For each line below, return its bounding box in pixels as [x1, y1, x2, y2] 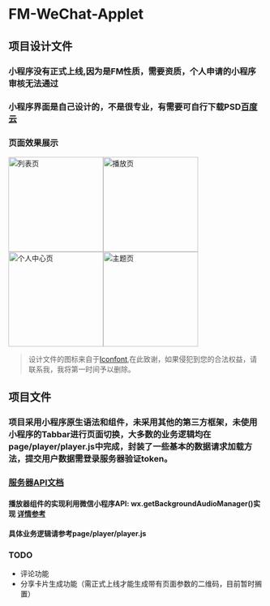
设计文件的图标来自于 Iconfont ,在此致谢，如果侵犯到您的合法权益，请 [28, 354, 258, 363]
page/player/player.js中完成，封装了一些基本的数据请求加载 [8, 441, 245, 453]
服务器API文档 [8, 476, 65, 488]
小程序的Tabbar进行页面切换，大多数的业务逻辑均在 [8, 429, 212, 441]
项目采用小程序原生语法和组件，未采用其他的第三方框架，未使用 [8, 417, 258, 428]
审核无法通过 [8, 78, 59, 89]
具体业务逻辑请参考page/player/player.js [8, 529, 147, 539]
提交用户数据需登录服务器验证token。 [24, 453, 173, 465]
